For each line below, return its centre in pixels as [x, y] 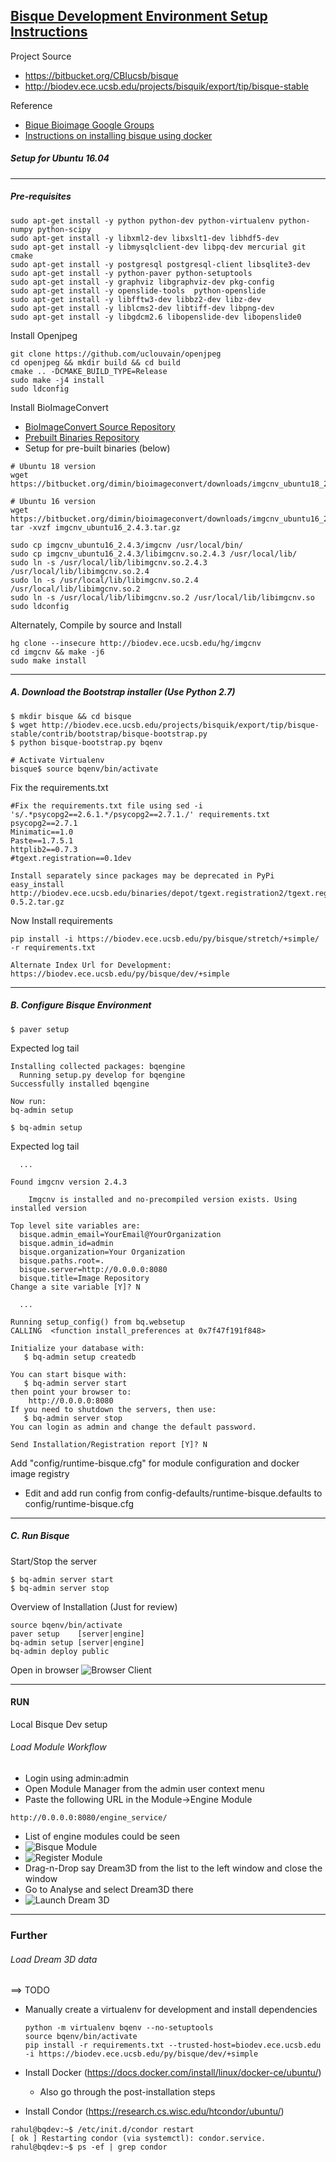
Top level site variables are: [75, 1225]
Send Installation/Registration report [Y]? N [109, 1444]
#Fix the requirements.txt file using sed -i [106, 805]
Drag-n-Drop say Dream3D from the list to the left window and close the [173, 1868]
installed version [48, 1208]
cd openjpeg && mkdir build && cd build [96, 362]
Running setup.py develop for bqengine [102, 1075]
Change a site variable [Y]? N [75, 1287]
